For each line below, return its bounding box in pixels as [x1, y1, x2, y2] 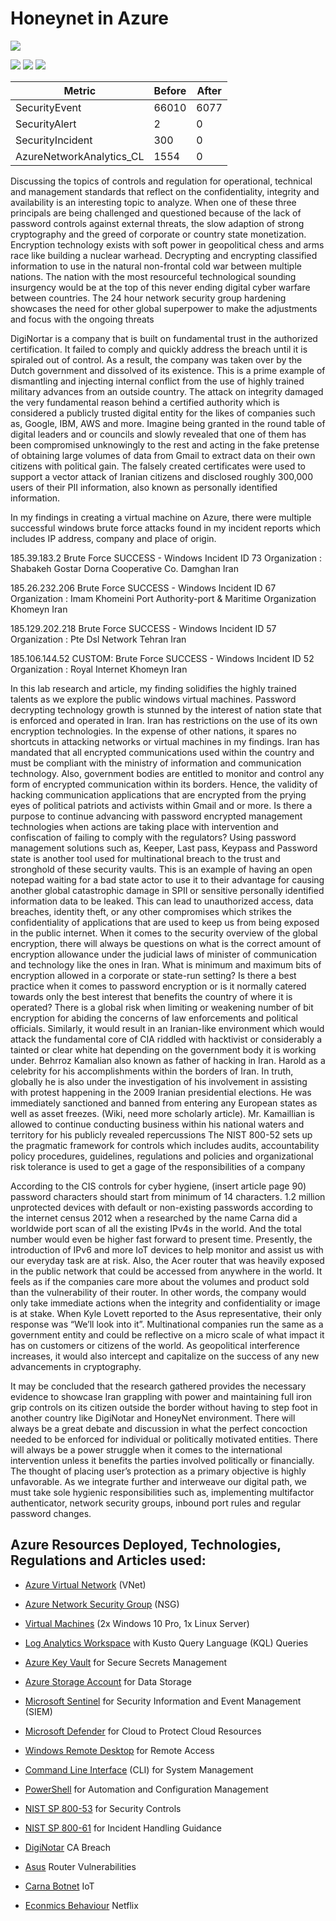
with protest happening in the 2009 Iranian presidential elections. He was [10, 1086, 312, 1098]
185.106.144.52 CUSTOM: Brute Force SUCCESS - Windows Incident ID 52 [10, 652, 315, 664]
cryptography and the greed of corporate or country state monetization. [10, 228, 307, 240]
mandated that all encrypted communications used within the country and [10, 746, 315, 758]
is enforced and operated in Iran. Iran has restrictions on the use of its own [10, 714, 318, 726]
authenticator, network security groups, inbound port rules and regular [10, 1497, 302, 1509]
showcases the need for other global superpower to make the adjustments [10, 302, 318, 314]
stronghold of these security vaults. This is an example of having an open [10, 863, 313, 875]
